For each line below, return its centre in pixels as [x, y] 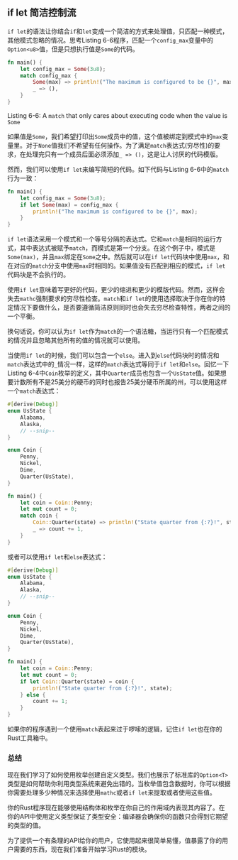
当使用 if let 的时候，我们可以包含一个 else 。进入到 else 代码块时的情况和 [113, 355]
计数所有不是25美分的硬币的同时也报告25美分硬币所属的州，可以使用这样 [120, 382]
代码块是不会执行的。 [38, 275]
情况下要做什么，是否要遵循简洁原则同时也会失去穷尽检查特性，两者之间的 [122, 307]
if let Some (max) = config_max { [69, 205]
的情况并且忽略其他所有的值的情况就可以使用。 [75, 340]
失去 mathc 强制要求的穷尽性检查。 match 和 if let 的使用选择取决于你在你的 [113, 299]
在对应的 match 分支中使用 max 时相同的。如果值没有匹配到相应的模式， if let [117, 266]
